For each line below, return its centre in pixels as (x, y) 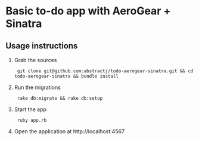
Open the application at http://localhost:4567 (69, 131)
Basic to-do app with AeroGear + (88, 11)
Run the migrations (37, 87)
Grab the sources (35, 60)
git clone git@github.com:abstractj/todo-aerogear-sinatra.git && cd (105, 71)
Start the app (30, 109)
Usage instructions (42, 46)
